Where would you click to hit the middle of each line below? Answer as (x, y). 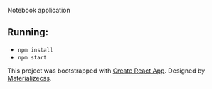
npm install (35, 50)
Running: (28, 32)
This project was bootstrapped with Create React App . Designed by (106, 71)
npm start (32, 57)
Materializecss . (30, 78)
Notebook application (39, 10)
